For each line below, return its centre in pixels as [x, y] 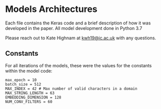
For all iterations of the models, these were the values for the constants [78, 65]
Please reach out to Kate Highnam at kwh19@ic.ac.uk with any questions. [81, 38]
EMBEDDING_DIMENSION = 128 [33, 97]
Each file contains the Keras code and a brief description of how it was [78, 23]
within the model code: [29, 71]
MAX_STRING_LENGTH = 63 [30, 93]
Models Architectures [51, 9]
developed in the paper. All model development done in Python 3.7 [74, 28]
